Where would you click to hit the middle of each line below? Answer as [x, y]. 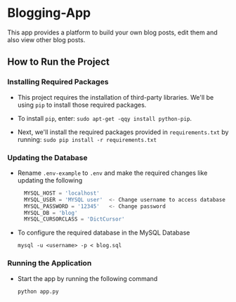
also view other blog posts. [46, 39]
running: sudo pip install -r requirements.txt [87, 139]
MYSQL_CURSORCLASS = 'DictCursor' [74, 219]
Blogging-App [49, 13]
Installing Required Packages [58, 82]
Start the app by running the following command [87, 278]
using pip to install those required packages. [82, 105]
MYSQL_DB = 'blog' [51, 213]
